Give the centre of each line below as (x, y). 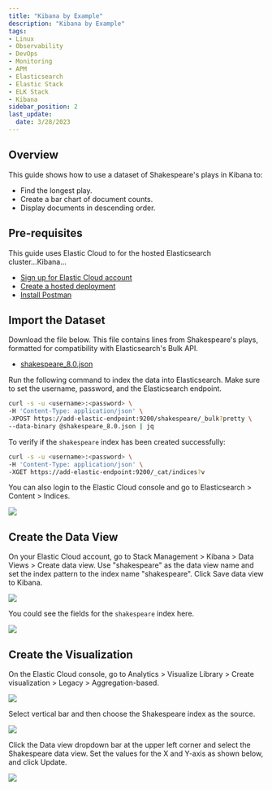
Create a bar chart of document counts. (86, 199)
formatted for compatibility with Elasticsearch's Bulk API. (104, 349)
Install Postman (46, 295)
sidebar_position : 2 (43, 107)
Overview (34, 155)
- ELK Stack (28, 92)
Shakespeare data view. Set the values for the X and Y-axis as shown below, (136, 753)
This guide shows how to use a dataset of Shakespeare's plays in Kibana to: (136, 174)
